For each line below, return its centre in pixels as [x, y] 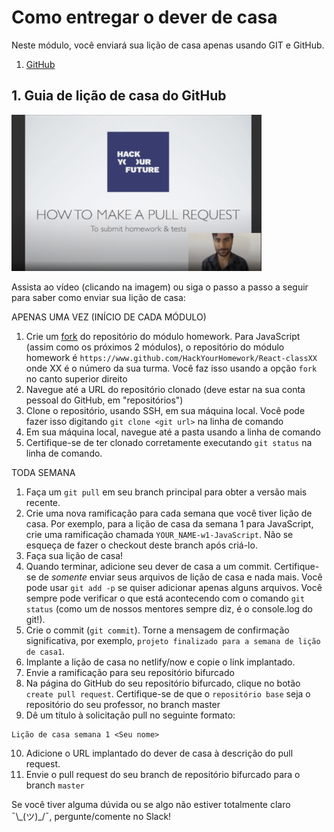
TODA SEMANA [43, 472]
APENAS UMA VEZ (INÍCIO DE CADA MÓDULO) [109, 317]
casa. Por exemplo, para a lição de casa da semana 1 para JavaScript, [169, 523]
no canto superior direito [76, 378]
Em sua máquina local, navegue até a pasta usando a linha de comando [173, 432]
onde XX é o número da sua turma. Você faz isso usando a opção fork [171, 368]
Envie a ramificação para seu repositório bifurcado [130, 672]
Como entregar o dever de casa [144, 17]
